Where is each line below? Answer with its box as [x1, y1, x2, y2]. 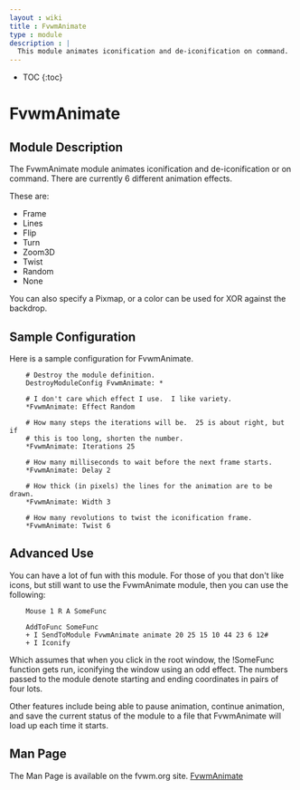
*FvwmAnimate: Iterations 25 [25, 441, 136, 451]
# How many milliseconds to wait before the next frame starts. [25, 458, 273, 467]
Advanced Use [9, 545, 95, 562]
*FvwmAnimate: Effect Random [25, 402, 136, 411]
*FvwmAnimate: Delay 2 [25, 466, 111, 475]
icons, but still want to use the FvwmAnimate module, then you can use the [9, 579, 289, 590]
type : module [9, 30, 63, 39]
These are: [9, 191, 50, 202]
